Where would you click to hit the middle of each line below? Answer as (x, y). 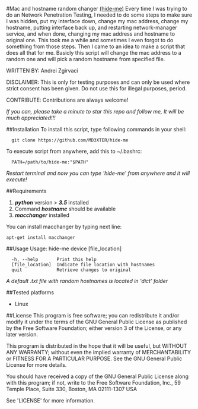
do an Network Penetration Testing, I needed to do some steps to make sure (99, 15)
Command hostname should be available (65, 209)
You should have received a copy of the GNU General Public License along (97, 376)
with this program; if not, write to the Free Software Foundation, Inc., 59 (93, 383)
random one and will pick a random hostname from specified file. (86, 59)
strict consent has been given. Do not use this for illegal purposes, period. (97, 88)
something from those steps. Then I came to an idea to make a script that (96, 46)
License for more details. (36, 365)
